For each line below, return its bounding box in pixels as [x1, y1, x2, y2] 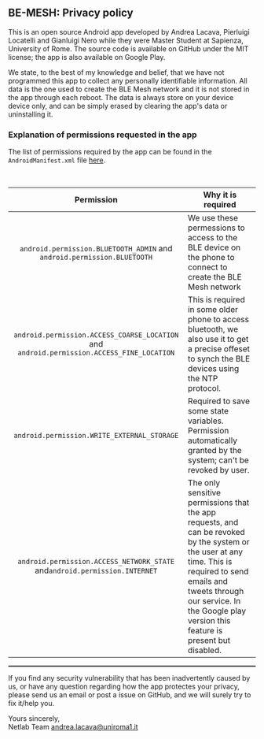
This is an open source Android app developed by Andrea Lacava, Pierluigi [8, 27, 250, 36]
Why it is [203, 189, 237, 200]
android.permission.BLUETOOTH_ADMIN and [19, 243, 173, 254]
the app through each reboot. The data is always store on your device [8, 92, 234, 102]
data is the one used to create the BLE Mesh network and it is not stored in [8, 84, 250, 94]
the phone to [187, 252, 235, 263]
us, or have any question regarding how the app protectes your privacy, [8, 681, 240, 692]
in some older [187, 304, 238, 315]
